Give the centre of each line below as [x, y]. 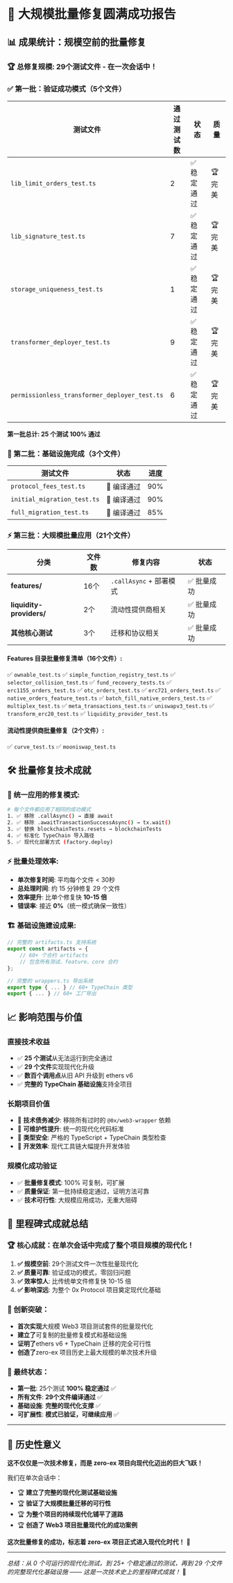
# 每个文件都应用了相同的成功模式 [49, 810]
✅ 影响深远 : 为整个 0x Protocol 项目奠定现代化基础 [89, 1290]
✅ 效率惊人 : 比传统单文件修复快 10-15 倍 [74, 1281]
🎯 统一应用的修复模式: [44, 795]
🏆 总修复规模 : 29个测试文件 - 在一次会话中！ [82, 67]
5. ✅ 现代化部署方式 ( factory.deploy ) [60, 842]
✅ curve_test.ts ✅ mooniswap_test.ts [62, 746]
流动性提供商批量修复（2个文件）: [56, 730]
